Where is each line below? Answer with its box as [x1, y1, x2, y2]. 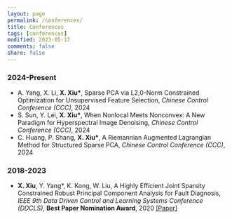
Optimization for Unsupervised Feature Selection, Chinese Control [17, 96, 209, 105]
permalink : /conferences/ [7, 17, 83, 24]
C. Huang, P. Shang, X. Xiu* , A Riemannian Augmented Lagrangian [17, 133, 212, 142]
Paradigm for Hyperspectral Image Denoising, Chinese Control [17, 119, 198, 127]
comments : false [7, 43, 55, 50]
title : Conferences [7, 23, 64, 30]
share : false [7, 50, 46, 57]
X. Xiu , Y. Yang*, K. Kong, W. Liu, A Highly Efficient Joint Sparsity [17, 182, 205, 190]
